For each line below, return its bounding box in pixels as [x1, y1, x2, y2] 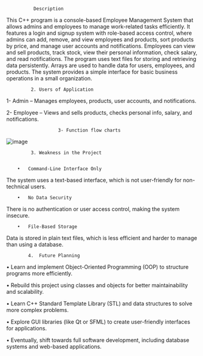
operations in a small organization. [6, 75, 92, 82]
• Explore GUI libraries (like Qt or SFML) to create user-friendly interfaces [6, 318, 190, 326]
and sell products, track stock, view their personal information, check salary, [6, 49, 198, 56]
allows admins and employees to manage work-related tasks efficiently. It [6, 23, 190, 30]
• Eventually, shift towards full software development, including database [6, 336, 190, 344]
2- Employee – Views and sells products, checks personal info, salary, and [6, 109, 193, 116]
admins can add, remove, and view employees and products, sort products [6, 36, 194, 43]
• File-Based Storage [17, 224, 78, 230]
